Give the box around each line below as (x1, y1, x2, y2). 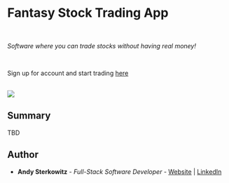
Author (7, 149, 39, 161)
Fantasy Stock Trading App (7, 5, 169, 21)
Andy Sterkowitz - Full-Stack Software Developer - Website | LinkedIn (17, 167, 222, 176)
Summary (7, 110, 51, 122)
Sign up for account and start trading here (7, 69, 129, 77)
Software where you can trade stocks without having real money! (7, 41, 197, 50)
